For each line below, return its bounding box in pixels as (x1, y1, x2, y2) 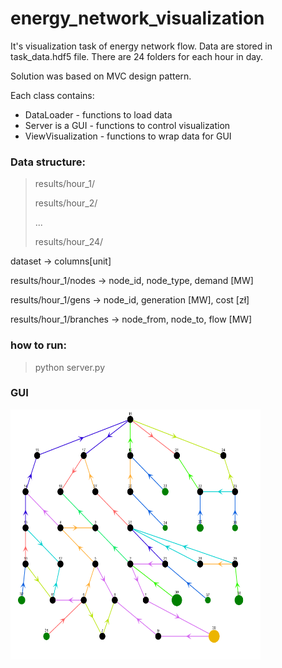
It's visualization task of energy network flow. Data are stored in (10, 40, 273, 52)
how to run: (10, 338, 68, 352)
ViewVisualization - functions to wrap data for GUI (24, 130, 232, 142)
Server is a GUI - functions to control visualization (24, 119, 231, 131)
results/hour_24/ (34, 236, 104, 248)
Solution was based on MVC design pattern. (10, 70, 192, 82)
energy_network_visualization (10, 7, 265, 30)
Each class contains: (10, 89, 95, 101)
